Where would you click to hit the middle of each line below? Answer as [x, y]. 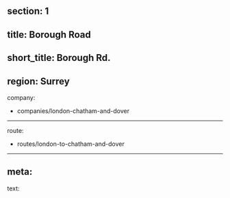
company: [21, 97]
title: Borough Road [49, 35]
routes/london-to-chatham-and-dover [71, 144]
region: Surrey [38, 81]
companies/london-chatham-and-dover [73, 111]
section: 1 [28, 11]
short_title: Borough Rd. [59, 58]
